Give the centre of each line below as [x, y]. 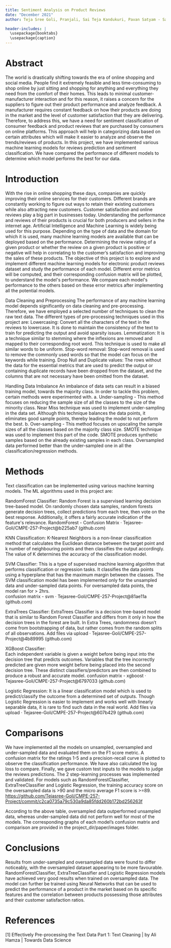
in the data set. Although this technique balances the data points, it [76, 413]
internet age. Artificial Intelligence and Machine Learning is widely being [81, 226]
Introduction [32, 179]
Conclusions [33, 848]
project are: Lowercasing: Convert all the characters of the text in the [78, 322]
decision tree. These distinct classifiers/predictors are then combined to [81, 670]
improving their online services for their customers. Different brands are [81, 199]
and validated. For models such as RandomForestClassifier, [67, 779]
